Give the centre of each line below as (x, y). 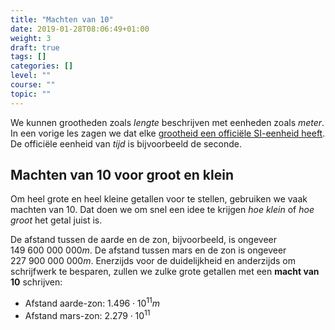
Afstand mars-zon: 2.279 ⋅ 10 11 (87, 314)
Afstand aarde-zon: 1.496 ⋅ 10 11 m (92, 303)
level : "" (31, 76)
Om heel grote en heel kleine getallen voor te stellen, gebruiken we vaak (159, 199)
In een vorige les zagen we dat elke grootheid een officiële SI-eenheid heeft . (168, 133)
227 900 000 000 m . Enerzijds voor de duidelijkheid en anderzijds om (153, 261)
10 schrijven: (36, 282)
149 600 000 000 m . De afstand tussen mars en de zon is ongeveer (148, 250)
